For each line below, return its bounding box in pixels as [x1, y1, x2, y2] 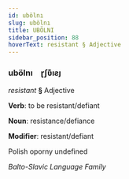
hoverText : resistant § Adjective [8, 41, 122, 49]
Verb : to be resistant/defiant [8, 101, 100, 110]
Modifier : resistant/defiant [8, 132, 94, 141]
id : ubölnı [8, 11, 44, 20]
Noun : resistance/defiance [8, 116, 95, 126]
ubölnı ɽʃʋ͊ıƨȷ [8, 68, 61, 79]
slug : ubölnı [8, 19, 51, 27]
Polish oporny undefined [8, 147, 88, 156]
